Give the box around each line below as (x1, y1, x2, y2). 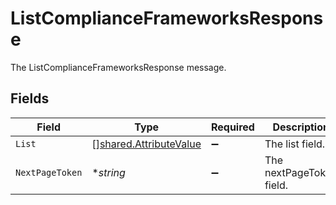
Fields (10, 90, 50, 107)
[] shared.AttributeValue (91, 137, 202, 151)
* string (91, 165, 126, 179)
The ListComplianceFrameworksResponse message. (10, 61, 227, 73)
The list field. (264, 137, 326, 151)
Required (210, 120, 255, 134)
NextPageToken (15, 167, 83, 178)
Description (272, 120, 330, 134)
